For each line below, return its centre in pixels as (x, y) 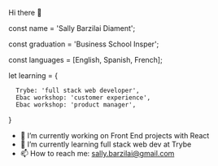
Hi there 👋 (25, 13)
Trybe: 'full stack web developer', (78, 90)
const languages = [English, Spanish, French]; (85, 60)
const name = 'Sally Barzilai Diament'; (72, 28)
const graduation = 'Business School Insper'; (84, 44)
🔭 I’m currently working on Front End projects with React (115, 135)
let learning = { (33, 76)
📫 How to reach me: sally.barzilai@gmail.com (97, 153)
